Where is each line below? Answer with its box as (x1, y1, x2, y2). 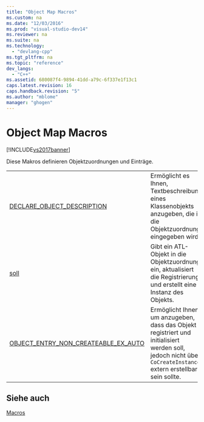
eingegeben (150, 232, 185, 241)
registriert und (150, 328, 191, 337)
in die (171, 250, 186, 258)
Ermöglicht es (150, 171, 190, 180)
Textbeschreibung (150, 186, 202, 195)
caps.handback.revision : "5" (6, 88, 80, 94)
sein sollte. (150, 372, 181, 381)
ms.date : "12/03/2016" (6, 20, 64, 26)
